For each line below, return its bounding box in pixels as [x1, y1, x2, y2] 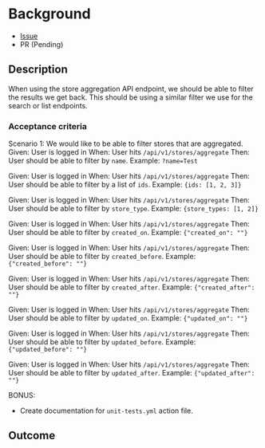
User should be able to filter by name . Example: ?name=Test [8, 156, 198, 166]
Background [8, 5, 91, 23]
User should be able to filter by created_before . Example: [8, 252, 196, 261]
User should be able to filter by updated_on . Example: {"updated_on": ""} [8, 313, 248, 323]
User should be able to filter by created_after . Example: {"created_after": [8, 282, 255, 292]
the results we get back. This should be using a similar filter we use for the [8, 92, 253, 102]
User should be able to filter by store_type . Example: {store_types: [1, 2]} [8, 204, 259, 214]
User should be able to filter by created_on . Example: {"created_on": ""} [8, 228, 248, 238]
